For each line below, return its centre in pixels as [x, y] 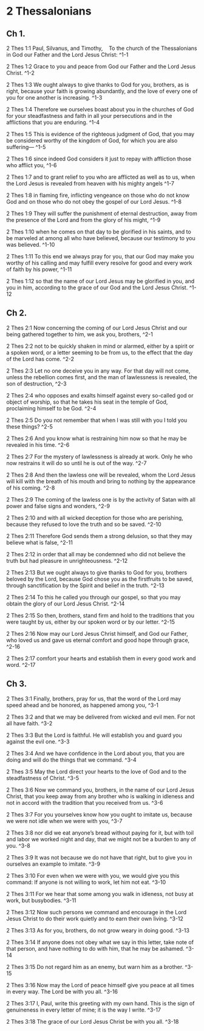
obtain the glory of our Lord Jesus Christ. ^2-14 [66, 604]
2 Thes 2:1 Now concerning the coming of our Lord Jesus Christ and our [97, 328]
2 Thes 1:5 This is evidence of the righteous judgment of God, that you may [100, 134]
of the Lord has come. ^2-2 [40, 359]
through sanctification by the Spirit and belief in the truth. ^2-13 [86, 585]
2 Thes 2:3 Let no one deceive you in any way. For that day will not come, [98, 371]
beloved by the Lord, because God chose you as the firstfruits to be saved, [100, 579]
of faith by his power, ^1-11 [39, 269]
